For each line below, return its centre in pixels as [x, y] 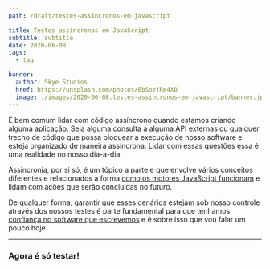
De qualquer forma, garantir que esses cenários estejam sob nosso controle [134, 202]
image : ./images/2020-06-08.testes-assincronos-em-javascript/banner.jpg [141, 97]
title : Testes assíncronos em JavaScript [79, 30]
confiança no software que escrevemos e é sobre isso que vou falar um [127, 219]
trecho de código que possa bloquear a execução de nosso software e [125, 137]
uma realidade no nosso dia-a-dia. [65, 154]
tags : [17, 53]
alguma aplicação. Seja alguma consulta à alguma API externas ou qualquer [134, 128]
